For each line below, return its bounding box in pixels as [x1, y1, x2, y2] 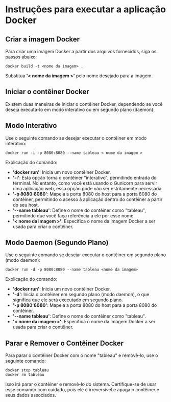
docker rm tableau [5, 372, 44, 377]
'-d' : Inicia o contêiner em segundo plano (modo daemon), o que [12, 292, 150, 298]
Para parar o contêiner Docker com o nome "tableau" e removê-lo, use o [5, 352, 158, 359]
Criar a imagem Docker [5, 35, 80, 43]
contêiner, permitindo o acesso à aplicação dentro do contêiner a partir [12, 196, 163, 203]
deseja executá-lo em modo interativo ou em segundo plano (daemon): [5, 106, 155, 113]
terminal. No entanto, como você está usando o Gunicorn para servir [12, 180, 157, 186]
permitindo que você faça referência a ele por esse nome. [12, 212, 135, 218]
